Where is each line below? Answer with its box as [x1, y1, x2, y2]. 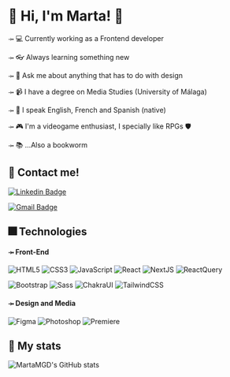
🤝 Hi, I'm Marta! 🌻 [8, 7, 124, 25]
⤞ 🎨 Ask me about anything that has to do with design [8, 70, 184, 80]
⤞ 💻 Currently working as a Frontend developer [8, 33, 164, 43]
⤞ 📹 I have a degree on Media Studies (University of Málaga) [8, 87, 207, 96]
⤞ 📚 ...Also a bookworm [8, 140, 88, 149]
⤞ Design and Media [8, 298, 76, 308]
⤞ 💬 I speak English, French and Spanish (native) [8, 105, 167, 114]
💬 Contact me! [8, 166, 80, 180]
